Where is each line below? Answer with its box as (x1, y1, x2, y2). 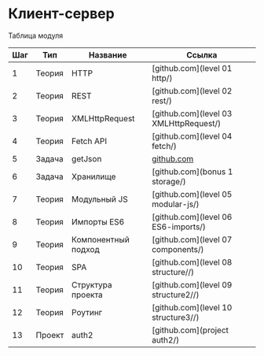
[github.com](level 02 (152, 85, 233, 96)
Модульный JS (71, 194, 128, 205)
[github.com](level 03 (152, 108, 233, 119)
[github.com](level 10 (152, 302, 233, 313)
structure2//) (152, 289, 200, 300)
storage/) (152, 176, 186, 187)
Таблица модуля (8, 31, 64, 40)
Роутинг (71, 306, 103, 317)
